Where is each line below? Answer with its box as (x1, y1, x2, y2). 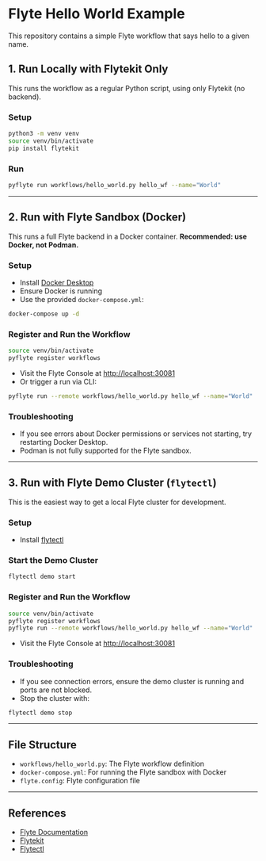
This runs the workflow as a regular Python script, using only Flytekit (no (8, 83, 245, 93)
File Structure (8, 738, 77, 752)
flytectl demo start (8, 572, 77, 581)
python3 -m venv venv (8, 130, 80, 138)
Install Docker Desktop (19, 277, 94, 287)
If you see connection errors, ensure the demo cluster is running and (19, 676, 245, 686)
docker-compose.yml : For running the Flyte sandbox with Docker (19, 767, 227, 777)
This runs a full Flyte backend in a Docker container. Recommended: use (8, 232, 248, 241)
